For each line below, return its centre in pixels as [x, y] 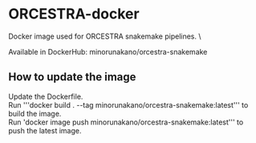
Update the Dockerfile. [46, 96]
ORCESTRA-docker [74, 14]
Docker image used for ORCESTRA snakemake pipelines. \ [105, 36]
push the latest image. [45, 130]
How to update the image [72, 77]
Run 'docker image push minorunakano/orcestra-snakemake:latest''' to [126, 122]
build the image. [35, 113]
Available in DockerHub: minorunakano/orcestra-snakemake [108, 51]
